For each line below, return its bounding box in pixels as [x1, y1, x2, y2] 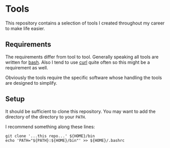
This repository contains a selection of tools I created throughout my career [5, 20, 165, 26]
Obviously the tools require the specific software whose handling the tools [5, 75, 162, 81]
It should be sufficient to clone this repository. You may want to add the [5, 108, 156, 114]
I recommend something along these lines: [5, 124, 95, 130]
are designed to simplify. [5, 80, 57, 86]
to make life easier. [5, 25, 45, 31]
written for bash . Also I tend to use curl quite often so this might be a [5, 59, 150, 65]
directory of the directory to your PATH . [5, 113, 86, 120]
